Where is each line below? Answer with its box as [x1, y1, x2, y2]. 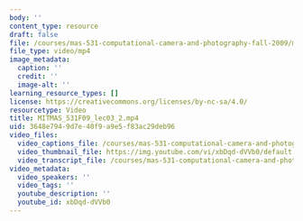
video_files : [9, 131, 59, 140]
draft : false [9, 30, 59, 39]
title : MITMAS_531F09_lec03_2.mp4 [9, 114, 140, 123]
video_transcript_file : [17, 155, 106, 165]
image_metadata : [9, 55, 70, 64]
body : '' [9, 13, 42, 23]
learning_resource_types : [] [9, 88, 119, 97]
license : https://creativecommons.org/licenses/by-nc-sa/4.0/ [9, 97, 248, 106]
